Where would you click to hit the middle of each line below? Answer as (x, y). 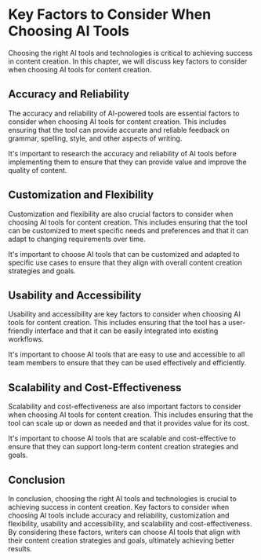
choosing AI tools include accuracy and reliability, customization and (119, 515)
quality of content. (38, 170)
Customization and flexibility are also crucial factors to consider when (121, 214)
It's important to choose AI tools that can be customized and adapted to (124, 254)
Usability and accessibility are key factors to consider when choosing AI (124, 314)
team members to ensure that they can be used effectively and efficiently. (127, 363)
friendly (21, 331)
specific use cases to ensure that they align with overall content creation (125, 262)
